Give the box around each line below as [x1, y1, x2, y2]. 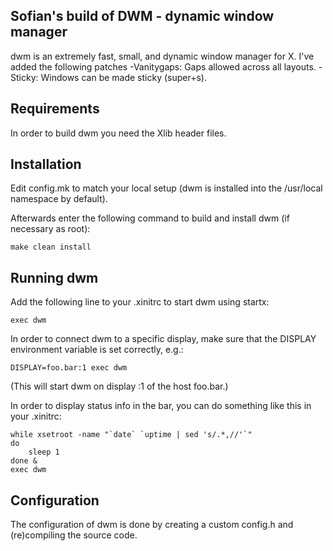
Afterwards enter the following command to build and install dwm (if [10, 212, 290, 224]
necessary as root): [10, 223, 91, 235]
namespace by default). [10, 193, 108, 205]
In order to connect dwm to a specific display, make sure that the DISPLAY [10, 333, 317, 345]
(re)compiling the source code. [10, 529, 138, 541]
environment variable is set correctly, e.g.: [10, 344, 184, 356]
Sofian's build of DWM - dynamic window [10, 8, 275, 25]
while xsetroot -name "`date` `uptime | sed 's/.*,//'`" [10, 430, 253, 440]
